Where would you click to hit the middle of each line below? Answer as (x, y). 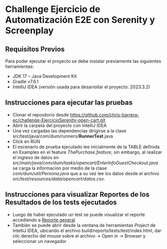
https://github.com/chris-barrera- (105, 114)
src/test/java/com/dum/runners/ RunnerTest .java (63, 136)
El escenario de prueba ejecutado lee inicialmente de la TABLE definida (86, 147)
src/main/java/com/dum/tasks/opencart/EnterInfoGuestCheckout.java (85, 163)
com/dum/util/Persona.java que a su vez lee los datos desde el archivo (86, 173)
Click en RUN (26, 141)
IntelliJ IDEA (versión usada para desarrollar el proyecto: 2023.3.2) (81, 87)
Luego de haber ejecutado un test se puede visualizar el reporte (79, 214)
